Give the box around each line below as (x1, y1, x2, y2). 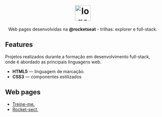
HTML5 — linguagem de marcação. (12, 68, 85, 74)
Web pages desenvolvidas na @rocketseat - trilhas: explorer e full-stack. (8, 26, 158, 32)
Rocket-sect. (12, 106, 38, 112)
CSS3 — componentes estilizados (12, 74, 82, 79)
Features (5, 40, 33, 49)
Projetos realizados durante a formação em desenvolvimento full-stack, (5, 53, 150, 59)
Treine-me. (12, 101, 35, 107)
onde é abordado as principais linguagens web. (5, 59, 102, 65)
